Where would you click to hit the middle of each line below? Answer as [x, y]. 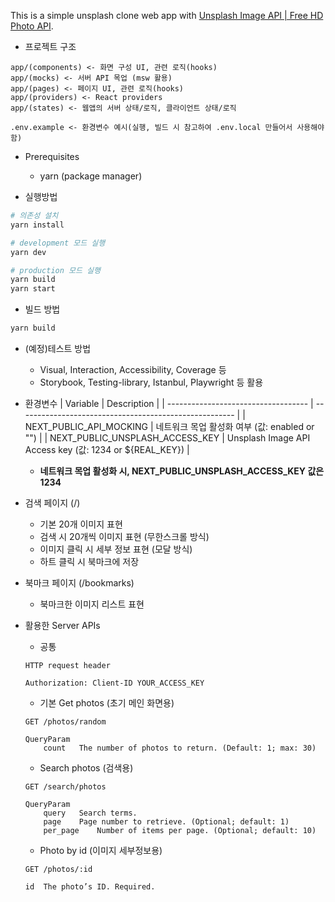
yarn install [37, 225]
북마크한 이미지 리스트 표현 [92, 604]
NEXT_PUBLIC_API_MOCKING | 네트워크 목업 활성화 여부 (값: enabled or [169, 426]
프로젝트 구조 [50, 46]
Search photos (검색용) [86, 768]
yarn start [33, 289]
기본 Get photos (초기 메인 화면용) [107, 703]
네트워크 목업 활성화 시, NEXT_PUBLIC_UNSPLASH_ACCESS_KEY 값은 [182, 471]
